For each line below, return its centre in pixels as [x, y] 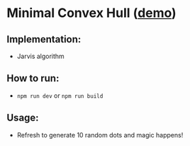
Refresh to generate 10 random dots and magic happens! [100, 135]
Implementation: [44, 39]
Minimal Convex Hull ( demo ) [91, 13]
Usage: [23, 118]
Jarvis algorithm [40, 56]
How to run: [33, 78]
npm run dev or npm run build [60, 95]
